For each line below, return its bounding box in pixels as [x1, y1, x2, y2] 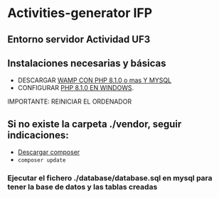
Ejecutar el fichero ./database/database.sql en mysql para [7, 173, 213, 183]
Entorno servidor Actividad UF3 [7, 33, 151, 45]
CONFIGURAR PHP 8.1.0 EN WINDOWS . [17, 84, 134, 92]
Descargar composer [17, 148, 80, 157]
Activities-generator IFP [7, 5, 153, 21]
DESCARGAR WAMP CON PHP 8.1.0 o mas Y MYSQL [17, 76, 172, 84]
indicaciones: [7, 129, 69, 141]
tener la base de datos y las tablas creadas [7, 182, 158, 192]
